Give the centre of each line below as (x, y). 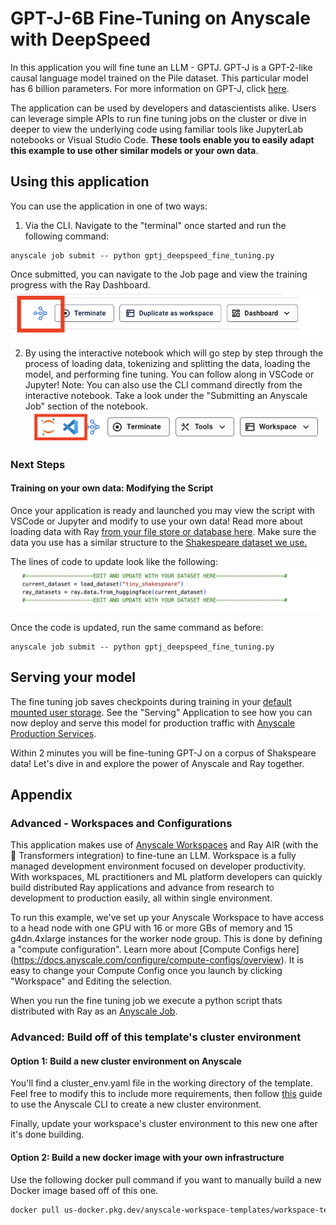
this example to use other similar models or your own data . (134, 150)
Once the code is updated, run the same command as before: (137, 627)
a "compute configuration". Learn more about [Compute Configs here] (155, 949)
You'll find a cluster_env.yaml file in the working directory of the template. (161, 1083)
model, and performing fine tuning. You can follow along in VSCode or (169, 374)
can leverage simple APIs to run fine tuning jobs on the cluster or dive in (158, 118)
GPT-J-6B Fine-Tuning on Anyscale (160, 18)
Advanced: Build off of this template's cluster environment (156, 1037)
